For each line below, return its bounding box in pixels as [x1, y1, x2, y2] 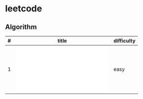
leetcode [5, 3, 42, 14]
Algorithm [5, 23, 37, 31]
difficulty [113, 38, 136, 44]
